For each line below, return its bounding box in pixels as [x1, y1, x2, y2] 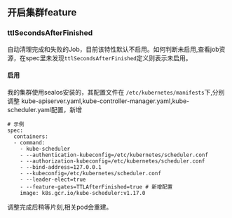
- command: [13, 139, 46, 146]
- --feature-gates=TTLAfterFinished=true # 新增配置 [20, 183, 173, 191]
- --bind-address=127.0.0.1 [20, 163, 102, 170]
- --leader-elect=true [20, 176, 86, 183]
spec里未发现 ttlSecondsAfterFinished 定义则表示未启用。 [25, 53, 192, 62]
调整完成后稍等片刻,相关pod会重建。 [7, 203, 113, 211]
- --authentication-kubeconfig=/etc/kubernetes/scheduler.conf [20, 151, 209, 158]
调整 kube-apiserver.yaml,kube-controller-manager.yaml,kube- [7, 97, 190, 105]
